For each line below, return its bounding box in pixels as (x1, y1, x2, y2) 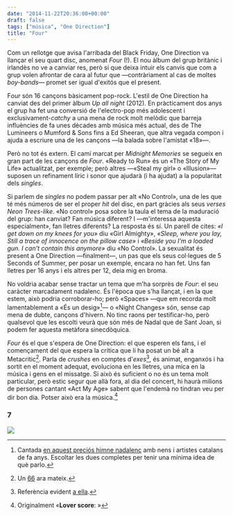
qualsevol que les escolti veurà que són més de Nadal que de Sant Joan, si (7, 318, 222, 326)
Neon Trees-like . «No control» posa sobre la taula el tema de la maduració (7, 207, 220, 216)
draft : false (7, 17, 45, 24)
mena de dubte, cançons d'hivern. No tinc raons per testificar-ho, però (7, 310, 209, 319)
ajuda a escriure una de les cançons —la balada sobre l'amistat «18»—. (7, 136, 211, 145)
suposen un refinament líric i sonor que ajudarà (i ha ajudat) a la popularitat (7, 172, 222, 180)
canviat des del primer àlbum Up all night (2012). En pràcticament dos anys (7, 99, 223, 108)
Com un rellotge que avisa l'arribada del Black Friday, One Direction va (7, 49, 209, 57)
